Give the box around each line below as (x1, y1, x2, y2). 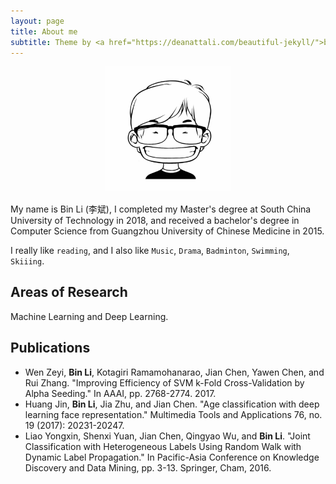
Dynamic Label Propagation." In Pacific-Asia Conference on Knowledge (24, 451, 320, 463)
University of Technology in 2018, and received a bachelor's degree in (10, 215, 300, 227)
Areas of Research (10, 284, 128, 301)
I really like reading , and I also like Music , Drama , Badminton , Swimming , (10, 245, 290, 257)
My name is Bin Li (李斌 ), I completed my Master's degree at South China (10, 203, 312, 215)
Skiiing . (10, 255, 45, 267)
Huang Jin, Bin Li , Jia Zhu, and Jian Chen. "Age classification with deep (24, 398, 320, 410)
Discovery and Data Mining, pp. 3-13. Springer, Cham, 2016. (24, 461, 272, 474)
